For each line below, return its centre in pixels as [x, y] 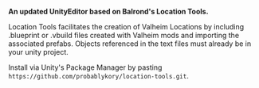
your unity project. [39, 52]
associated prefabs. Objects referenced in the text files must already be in [130, 44]
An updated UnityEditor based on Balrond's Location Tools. [108, 11]
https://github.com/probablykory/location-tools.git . [98, 76]
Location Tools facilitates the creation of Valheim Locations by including [126, 27]
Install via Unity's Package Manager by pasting [85, 67]
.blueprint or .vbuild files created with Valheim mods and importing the [124, 35]
